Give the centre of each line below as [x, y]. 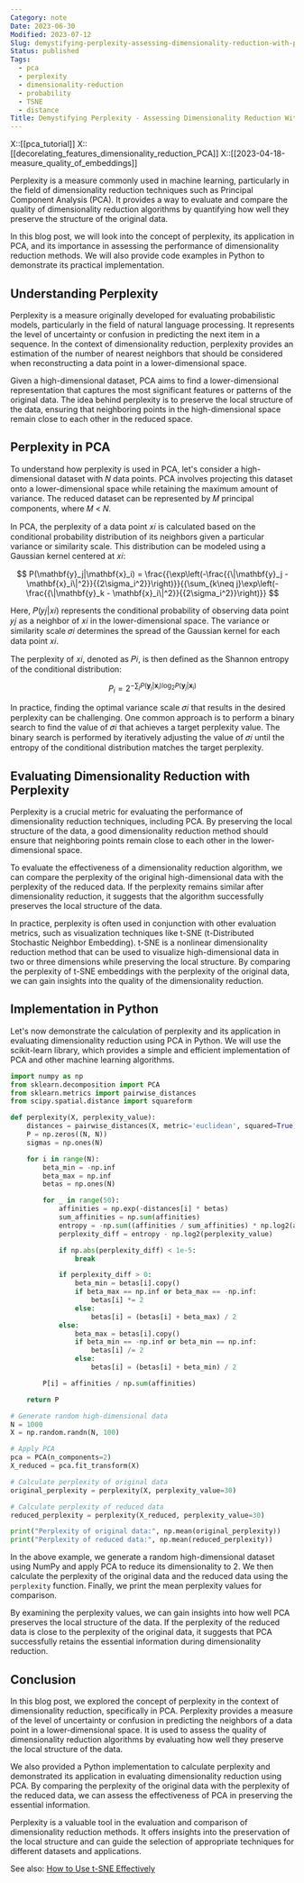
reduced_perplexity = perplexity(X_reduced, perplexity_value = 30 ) [138, 1515]
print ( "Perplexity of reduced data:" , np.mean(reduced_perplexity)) [142, 1540]
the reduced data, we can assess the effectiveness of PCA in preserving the [152, 1796]
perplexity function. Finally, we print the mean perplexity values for [136, 1586]
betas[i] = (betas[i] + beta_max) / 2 [164, 1317]
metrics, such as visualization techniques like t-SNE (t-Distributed [132, 933]
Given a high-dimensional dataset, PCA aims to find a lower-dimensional [144, 381]
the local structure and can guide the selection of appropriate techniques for [152, 1842]
